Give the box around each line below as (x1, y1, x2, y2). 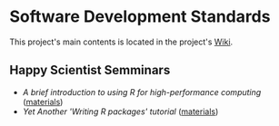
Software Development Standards (9, 6, 271, 27)
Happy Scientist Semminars (9, 63, 171, 78)
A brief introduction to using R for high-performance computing (22, 86, 262, 97)
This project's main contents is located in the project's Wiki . (9, 36, 234, 47)
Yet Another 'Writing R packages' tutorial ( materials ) (22, 106, 219, 117)
